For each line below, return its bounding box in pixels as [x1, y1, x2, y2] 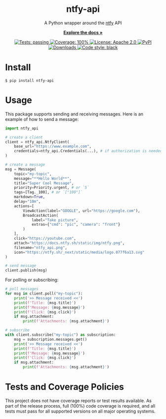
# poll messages [5, 287, 39, 292]
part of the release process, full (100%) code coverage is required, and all [5, 403, 156, 409]
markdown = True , [14, 194, 45, 199]
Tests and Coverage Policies [5, 381, 124, 393]
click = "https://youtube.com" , [14, 236, 77, 241]
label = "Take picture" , [31, 217, 79, 223]
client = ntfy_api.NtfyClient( [5, 139, 70, 144]
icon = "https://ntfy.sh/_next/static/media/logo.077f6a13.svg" [14, 249, 145, 255]
